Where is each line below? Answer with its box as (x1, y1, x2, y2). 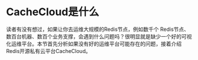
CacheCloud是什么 (6, 5, 100, 19)
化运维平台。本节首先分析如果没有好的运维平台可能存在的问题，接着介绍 (6, 40, 181, 47)
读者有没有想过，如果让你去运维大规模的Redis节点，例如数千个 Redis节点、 (6, 26, 190, 33)
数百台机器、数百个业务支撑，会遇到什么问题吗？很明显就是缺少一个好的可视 (6, 33, 192, 40)
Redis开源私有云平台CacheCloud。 (6, 47, 91, 54)
